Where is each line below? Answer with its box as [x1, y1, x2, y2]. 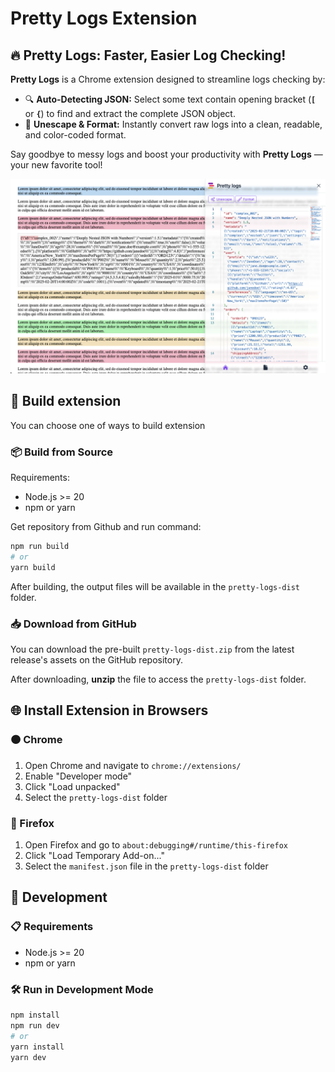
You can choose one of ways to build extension [10, 419, 206, 431]
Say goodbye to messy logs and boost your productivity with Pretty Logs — [10, 148, 323, 160]
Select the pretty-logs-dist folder [24, 791, 168, 803]
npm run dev [10, 1020, 60, 1031]
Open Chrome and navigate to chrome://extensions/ [24, 759, 242, 771]
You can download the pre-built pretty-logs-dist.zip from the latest [10, 643, 295, 656]
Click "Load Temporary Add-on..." [24, 850, 165, 862]
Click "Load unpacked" [24, 780, 121, 792]
